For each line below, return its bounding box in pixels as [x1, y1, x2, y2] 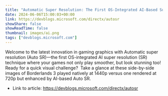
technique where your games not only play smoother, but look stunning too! [5, 59, 161, 65]
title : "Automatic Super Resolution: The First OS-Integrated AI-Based [5, 7, 157, 12]
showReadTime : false [5, 26, 48, 31]
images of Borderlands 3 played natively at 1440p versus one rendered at [5, 70, 156, 76]
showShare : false [5, 21, 41, 26]
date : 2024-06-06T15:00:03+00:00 [5, 12, 75, 17]
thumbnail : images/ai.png [5, 30, 59, 35]
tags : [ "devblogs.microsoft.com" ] [5, 35, 77, 40]
